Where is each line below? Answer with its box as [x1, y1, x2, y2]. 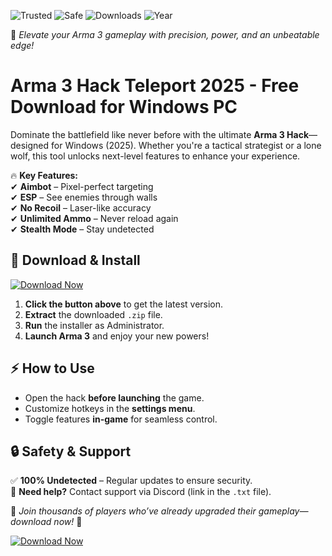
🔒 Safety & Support [10, 443, 132, 460]
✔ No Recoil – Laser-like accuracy [10, 201, 152, 214]
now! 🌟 [53, 516, 83, 528]
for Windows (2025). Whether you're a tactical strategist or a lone [51, 139, 322, 151]
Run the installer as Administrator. [24, 319, 165, 331]
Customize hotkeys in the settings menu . [24, 402, 196, 414]
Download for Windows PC [10, 96, 238, 119]
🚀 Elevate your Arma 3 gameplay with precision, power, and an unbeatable [10, 29, 320, 40]
